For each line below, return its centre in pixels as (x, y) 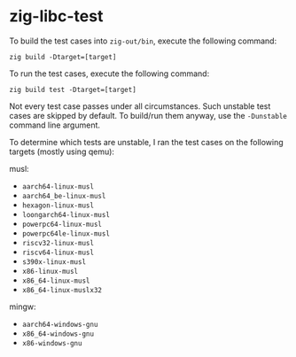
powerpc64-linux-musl (62, 224)
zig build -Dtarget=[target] (63, 57)
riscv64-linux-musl (58, 252)
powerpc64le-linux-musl (66, 233)
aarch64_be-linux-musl (64, 196)
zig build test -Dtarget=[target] (73, 89)
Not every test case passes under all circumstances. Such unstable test (140, 106)
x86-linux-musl (50, 271)
